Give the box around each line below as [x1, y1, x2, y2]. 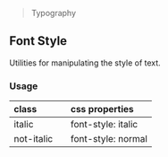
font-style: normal [70, 133, 147, 145]
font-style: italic [70, 118, 139, 131]
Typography [30, 8, 77, 18]
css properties [70, 103, 134, 116]
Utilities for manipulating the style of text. [9, 57, 161, 68]
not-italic [13, 133, 54, 145]
